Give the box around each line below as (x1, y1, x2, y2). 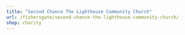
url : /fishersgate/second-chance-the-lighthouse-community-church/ (6, 14, 180, 20)
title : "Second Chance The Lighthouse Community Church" (6, 8, 152, 15)
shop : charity (6, 20, 42, 26)
